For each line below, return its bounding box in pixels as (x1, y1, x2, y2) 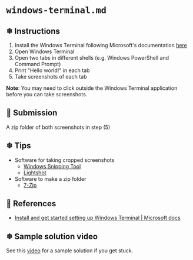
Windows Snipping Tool (23, 162, 81, 170)
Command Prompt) (14, 61, 61, 67)
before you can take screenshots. (6, 91, 88, 97)
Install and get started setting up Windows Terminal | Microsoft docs (14, 214, 181, 222)
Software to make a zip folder (14, 175, 86, 182)
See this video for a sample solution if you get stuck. (6, 247, 134, 254)
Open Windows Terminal (14, 48, 75, 55)
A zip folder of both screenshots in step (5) (6, 123, 111, 131)
